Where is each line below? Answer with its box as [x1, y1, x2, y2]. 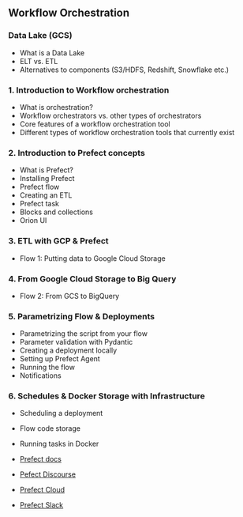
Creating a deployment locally [19, 345, 118, 355]
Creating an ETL [19, 191, 73, 200]
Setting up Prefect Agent [19, 354, 100, 364]
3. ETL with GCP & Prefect [8, 236, 109, 247]
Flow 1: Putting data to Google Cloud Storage [19, 253, 166, 263]
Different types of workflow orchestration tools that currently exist [19, 127, 235, 137]
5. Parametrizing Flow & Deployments [8, 311, 155, 322]
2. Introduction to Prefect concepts [8, 147, 146, 158]
